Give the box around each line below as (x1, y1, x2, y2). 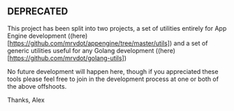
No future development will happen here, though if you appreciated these (7, 67, 219, 75)
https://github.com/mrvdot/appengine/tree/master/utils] (9, 38, 170, 47)
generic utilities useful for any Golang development (7, 46, 154, 54)
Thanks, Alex (7, 96, 45, 104)
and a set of (173, 38, 208, 47)
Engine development (7, 31, 66, 40)
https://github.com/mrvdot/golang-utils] (9, 54, 124, 62)
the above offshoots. (7, 82, 67, 90)
